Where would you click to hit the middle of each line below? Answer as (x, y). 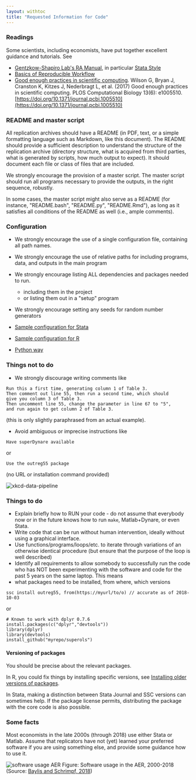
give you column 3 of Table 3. (44, 398)
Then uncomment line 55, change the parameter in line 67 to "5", (89, 404)
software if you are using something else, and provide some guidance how (96, 747)
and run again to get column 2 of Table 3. (60, 409)
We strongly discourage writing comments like (71, 377)
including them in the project (58, 292)
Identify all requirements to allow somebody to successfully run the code (102, 563)
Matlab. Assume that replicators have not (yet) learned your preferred (90, 741)
